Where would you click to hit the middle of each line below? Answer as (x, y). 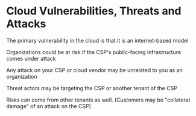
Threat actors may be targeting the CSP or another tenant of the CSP (92, 88)
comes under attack (31, 58)
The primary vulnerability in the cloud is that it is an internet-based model (97, 40)
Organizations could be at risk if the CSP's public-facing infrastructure (94, 52)
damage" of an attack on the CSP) (49, 106)
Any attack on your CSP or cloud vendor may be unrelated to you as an (94, 70)
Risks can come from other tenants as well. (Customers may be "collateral (98, 100)
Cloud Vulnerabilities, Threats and (94, 11)
